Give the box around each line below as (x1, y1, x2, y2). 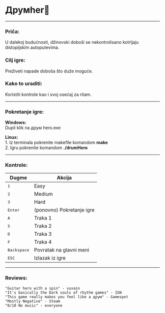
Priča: (5, 28, 20, 35)
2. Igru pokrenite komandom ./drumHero (5, 145, 88, 151)
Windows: (5, 120, 27, 125)
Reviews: (5, 275, 28, 282)
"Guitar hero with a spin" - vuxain (5, 285, 80, 291)
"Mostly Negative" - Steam (5, 299, 60, 304)
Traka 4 (34, 239, 52, 246)
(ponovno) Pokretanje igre (34, 207, 95, 214)
